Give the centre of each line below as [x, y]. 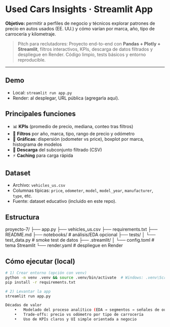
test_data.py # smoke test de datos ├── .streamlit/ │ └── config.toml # [80, 240]
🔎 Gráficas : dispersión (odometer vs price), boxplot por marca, [78, 139]
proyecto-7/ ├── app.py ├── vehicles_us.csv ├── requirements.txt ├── [81, 229]
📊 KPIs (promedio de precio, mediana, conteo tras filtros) [73, 126]
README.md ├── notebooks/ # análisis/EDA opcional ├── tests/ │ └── [80, 235]
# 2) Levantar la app [28, 291]
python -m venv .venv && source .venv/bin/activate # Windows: [74, 278]
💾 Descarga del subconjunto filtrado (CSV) [57, 149]
